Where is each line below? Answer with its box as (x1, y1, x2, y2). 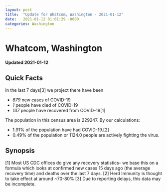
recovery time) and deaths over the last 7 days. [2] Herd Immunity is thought (5, 170, 163, 176)
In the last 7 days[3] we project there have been (5, 87, 104, 93)
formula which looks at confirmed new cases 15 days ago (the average (5, 165, 151, 171)
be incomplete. (5, 181, 36, 187)
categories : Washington (5, 21, 55, 26)
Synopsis (5, 147, 35, 155)
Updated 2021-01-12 (5, 59, 49, 65)
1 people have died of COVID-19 (12, 102, 78, 108)
